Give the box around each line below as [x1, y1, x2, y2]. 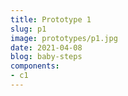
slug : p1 [10, 24, 47, 34]
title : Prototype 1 [10, 14, 92, 25]
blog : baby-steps [10, 52, 83, 62]
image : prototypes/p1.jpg [10, 33, 118, 43]
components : [10, 61, 60, 71]
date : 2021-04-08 [10, 42, 83, 53]
